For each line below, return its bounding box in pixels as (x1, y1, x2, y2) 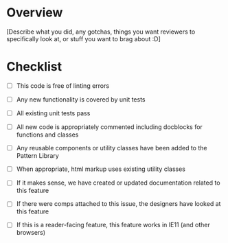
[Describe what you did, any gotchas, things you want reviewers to (6, 27, 196, 36)
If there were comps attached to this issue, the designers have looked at (16, 200, 221, 208)
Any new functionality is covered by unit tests (16, 95, 146, 104)
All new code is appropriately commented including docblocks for (16, 123, 203, 131)
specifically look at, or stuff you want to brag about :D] (6, 34, 161, 43)
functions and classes (16, 130, 79, 139)
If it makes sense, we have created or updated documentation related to (16, 178, 220, 187)
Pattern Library (16, 152, 59, 160)
